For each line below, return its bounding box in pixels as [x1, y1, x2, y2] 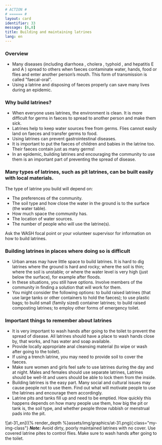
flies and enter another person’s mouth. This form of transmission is [12, 71, 147, 78]
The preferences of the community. [12, 195, 83, 201]
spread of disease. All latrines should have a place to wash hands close [12, 333, 155, 339]
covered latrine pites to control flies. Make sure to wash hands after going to [5, 430, 157, 436]
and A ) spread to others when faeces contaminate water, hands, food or [12, 66, 157, 72]
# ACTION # [5, 7, 27, 12]
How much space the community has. [12, 211, 88, 216]
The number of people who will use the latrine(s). [12, 221, 110, 227]
